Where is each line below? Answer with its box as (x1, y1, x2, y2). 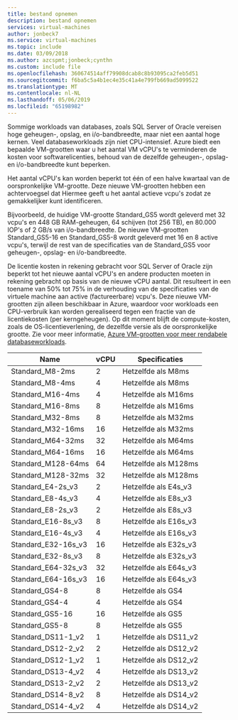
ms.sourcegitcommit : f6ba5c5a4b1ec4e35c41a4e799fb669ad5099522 (7, 76, 199, 84)
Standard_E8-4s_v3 (11, 493, 78, 503)
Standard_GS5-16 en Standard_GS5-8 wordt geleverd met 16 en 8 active (7, 232, 218, 242)
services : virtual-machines (7, 23, 91, 31)
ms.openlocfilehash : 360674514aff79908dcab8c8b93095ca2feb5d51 (7, 70, 199, 77)
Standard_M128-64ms (11, 458, 90, 468)
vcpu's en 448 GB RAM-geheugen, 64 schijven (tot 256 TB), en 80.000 (7, 217, 217, 226)
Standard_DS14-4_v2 (11, 701, 85, 711)
